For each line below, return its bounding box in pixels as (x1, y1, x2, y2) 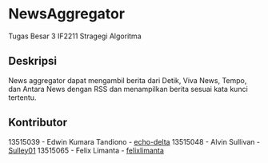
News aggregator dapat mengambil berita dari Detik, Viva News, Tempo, (8, 75, 247, 85)
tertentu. (8, 93, 37, 102)
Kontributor (8, 116, 68, 129)
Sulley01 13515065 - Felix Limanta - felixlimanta (8, 145, 164, 155)
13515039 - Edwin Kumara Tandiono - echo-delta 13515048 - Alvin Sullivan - (8, 137, 260, 146)
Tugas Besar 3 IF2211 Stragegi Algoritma (8, 31, 142, 41)
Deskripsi (8, 54, 58, 68)
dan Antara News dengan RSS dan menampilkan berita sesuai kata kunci (8, 84, 248, 93)
